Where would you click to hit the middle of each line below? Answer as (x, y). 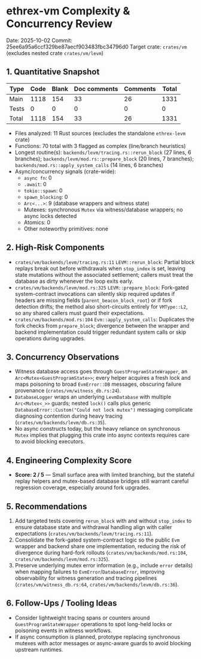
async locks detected (50, 216)
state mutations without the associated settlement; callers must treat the (104, 274)
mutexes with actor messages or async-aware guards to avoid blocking (103, 643)
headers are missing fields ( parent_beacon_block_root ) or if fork (93, 300)
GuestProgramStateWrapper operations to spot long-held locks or (93, 624)
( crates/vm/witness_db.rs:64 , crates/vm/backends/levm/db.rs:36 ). (97, 584)
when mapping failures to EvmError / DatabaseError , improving (90, 572)
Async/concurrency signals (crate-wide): (66, 171)
